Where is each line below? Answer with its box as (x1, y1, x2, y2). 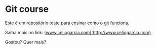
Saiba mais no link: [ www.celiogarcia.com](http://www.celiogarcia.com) (5, 29, 151, 35)
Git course (5, 3, 49, 15)
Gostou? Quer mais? (5, 39, 46, 45)
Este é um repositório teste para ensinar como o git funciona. (5, 20, 130, 26)
